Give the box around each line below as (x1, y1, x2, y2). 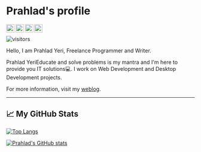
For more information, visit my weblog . (6, 85, 101, 92)
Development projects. (6, 73, 62, 81)
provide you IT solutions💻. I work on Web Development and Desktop (6, 65, 176, 72)
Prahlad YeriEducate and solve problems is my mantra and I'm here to (6, 58, 178, 66)
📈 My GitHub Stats (6, 109, 79, 119)
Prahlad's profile (6, 4, 91, 18)
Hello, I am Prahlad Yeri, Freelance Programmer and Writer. (6, 46, 151, 54)
